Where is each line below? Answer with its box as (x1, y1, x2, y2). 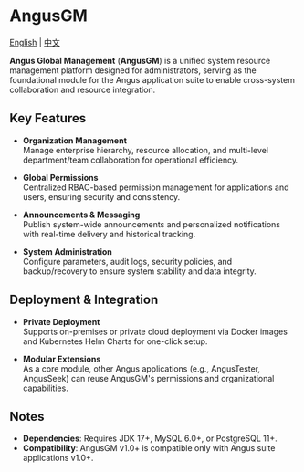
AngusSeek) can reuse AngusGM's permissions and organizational (22, 372, 275, 383)
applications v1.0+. (22, 453, 94, 464)
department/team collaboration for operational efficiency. (22, 154, 239, 165)
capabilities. (22, 383, 68, 393)
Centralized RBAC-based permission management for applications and (22, 182, 289, 193)
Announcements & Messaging (22, 209, 141, 220)
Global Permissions (22, 172, 99, 183)
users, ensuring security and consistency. (22, 191, 181, 202)
